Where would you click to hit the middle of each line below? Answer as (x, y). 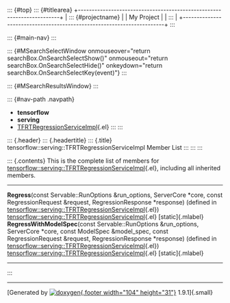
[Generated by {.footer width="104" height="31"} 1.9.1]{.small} (110, 292)
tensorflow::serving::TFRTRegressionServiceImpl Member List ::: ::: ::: (105, 147)
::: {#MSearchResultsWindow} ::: (53, 86)
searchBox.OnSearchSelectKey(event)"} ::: (67, 73)
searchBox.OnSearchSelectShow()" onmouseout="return (88, 58)
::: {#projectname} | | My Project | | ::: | (123, 17)
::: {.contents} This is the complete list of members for (83, 161)
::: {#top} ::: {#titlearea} (40, 10)
